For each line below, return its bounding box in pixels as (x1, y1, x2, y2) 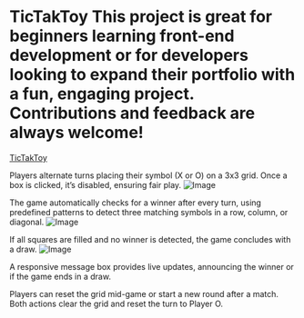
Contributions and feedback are (9, 103, 256, 124)
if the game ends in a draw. (9, 271, 112, 282)
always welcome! (9, 123, 144, 143)
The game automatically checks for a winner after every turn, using (9, 197, 262, 208)
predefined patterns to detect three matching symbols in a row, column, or (9, 206, 289, 217)
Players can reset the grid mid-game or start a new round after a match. (9, 288, 279, 299)
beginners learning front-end (9, 25, 235, 46)
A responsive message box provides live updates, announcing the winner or (9, 261, 294, 272)
